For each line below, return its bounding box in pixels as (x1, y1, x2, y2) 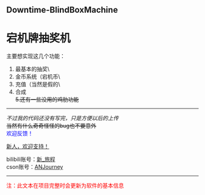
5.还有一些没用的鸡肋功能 (15, 96, 79, 103)
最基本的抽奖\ (15, 65, 50, 73)
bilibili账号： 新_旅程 (6, 155, 56, 163)
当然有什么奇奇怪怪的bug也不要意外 (6, 122, 96, 130)
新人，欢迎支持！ (6, 143, 49, 150)
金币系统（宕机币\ (15, 73, 60, 80)
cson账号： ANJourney (6, 163, 63, 171)
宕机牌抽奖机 (6, 31, 71, 45)
